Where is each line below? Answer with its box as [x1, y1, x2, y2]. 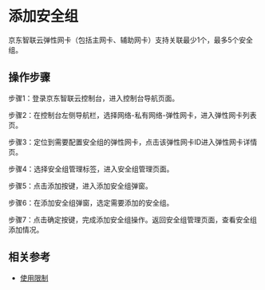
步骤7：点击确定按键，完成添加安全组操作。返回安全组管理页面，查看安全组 [8, 214, 257, 224]
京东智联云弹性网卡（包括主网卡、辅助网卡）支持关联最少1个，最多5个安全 [8, 35, 253, 45]
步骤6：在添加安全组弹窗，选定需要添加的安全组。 [8, 198, 174, 207]
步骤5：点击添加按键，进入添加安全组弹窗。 [8, 181, 153, 190]
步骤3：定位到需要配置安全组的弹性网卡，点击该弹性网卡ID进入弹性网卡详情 [8, 137, 258, 147]
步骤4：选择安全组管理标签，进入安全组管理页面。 [8, 164, 174, 174]
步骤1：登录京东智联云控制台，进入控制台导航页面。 [8, 93, 180, 103]
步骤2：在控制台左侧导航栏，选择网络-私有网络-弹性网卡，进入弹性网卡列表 [8, 110, 257, 120]
